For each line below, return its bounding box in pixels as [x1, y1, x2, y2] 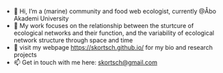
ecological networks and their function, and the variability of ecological [13, 29, 214, 37]
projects [13, 50, 38, 59]
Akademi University [13, 14, 69, 23]
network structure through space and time [13, 36, 133, 44]
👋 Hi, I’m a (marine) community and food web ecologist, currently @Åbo [13, 8, 217, 15]
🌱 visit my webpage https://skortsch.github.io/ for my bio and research [13, 44, 213, 51]
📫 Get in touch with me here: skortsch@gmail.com [13, 59, 157, 66]
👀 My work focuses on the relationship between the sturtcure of [13, 22, 194, 29]
